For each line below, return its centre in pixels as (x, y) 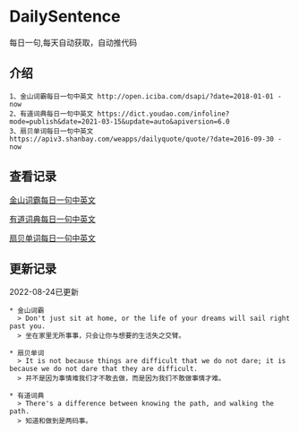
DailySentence (65, 17)
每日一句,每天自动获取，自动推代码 (73, 42)
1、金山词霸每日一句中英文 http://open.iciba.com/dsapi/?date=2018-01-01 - (145, 96)
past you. (28, 326)
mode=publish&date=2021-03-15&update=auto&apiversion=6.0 (120, 121)
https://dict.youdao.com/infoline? (163, 114)
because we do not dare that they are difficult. (104, 369)
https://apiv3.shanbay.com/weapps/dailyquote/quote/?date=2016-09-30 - (145, 139)
